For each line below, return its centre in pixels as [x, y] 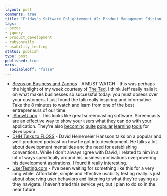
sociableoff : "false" [32, 70]
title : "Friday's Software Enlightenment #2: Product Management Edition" [84, 19]
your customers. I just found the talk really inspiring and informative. [82, 99]
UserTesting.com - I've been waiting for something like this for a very [83, 168]
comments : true [21, 14]
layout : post [19, 10]
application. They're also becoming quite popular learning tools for [81, 126]
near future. [24, 189]
